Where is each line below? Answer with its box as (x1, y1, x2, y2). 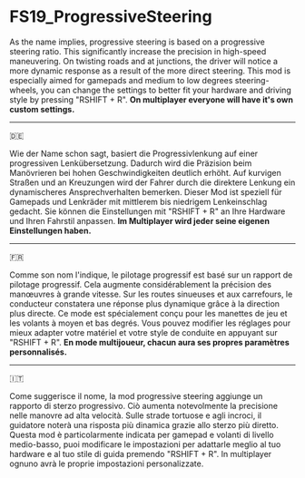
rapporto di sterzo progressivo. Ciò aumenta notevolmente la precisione (9, 400, 279, 411)
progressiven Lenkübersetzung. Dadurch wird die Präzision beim (9, 157, 252, 169)
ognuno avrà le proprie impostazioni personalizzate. (9, 458, 204, 469)
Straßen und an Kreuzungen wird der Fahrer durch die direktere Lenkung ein (9, 177, 296, 188)
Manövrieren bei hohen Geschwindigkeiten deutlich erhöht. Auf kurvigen (9, 167, 281, 178)
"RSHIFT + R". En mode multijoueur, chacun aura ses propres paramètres (9, 337, 290, 347)
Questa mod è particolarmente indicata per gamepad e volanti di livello (9, 429, 274, 440)
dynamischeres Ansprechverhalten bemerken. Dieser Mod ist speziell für (9, 186, 282, 197)
